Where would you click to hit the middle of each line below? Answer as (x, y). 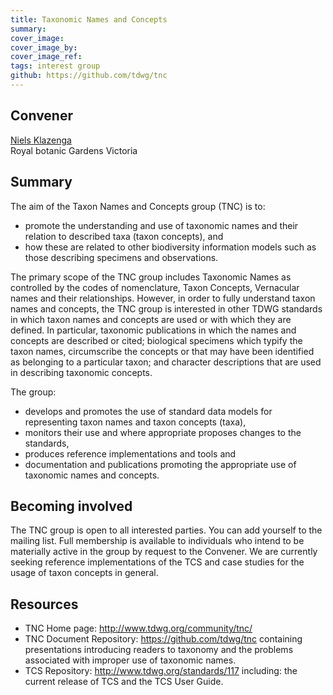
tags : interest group (55, 66)
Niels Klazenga (41, 140)
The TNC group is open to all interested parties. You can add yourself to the (166, 530)
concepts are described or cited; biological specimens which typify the (156, 340)
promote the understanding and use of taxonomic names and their (161, 225)
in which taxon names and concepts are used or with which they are (151, 319)
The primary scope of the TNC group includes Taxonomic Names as (151, 277)
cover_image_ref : (46, 57)
